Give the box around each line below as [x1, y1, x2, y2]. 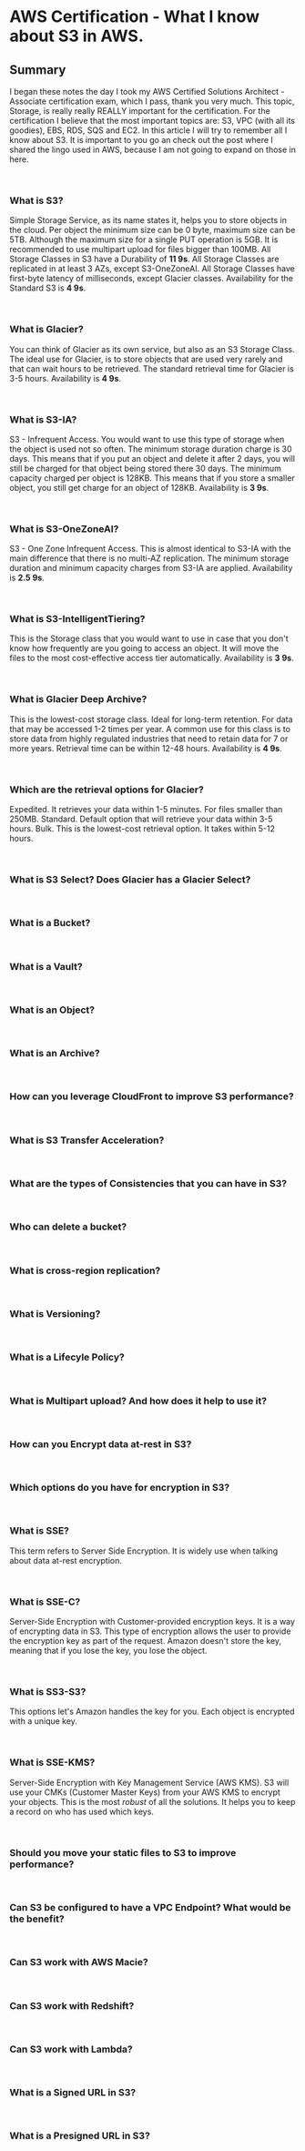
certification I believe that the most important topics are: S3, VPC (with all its [9, 116, 296, 126]
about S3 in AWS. [9, 25, 144, 46]
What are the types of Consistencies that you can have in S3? [9, 1177, 288, 1190]
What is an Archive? [9, 1047, 100, 1060]
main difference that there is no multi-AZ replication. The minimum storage [9, 553, 290, 564]
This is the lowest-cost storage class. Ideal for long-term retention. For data [9, 713, 293, 725]
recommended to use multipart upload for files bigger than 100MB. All [9, 244, 271, 255]
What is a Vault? [9, 960, 84, 973]
